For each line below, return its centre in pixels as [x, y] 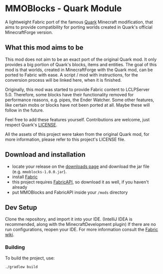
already [20, 187]
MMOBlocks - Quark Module [64, 9]
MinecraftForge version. [29, 32]
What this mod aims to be [44, 47]
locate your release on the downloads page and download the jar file [81, 166]
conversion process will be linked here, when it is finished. [64, 80]
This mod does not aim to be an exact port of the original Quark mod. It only [81, 59]
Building [15, 247]
